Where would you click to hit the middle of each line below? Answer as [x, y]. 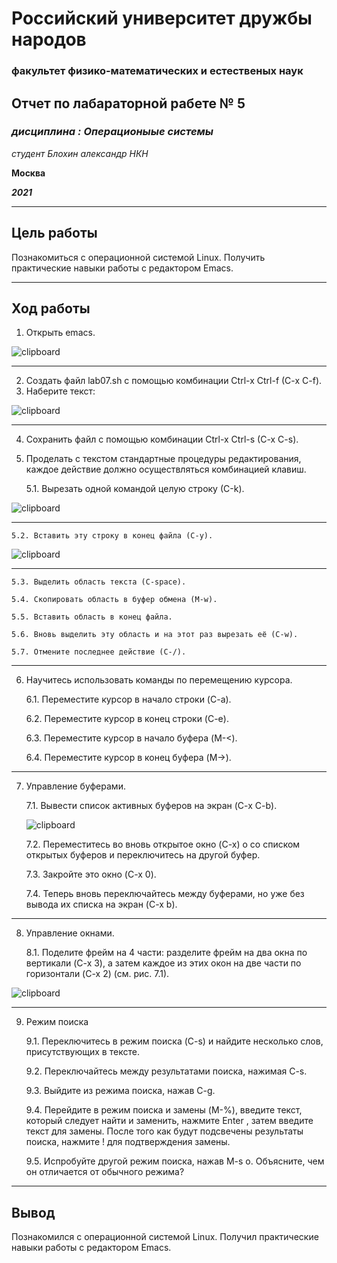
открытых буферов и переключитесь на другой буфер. [143, 855]
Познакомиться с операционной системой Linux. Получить [138, 257]
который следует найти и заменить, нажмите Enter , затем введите [169, 1121]
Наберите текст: [60, 391]
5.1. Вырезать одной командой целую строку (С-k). [135, 489]
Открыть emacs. [60, 333]
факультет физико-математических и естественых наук [157, 71]
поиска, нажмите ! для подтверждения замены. [128, 1142]
